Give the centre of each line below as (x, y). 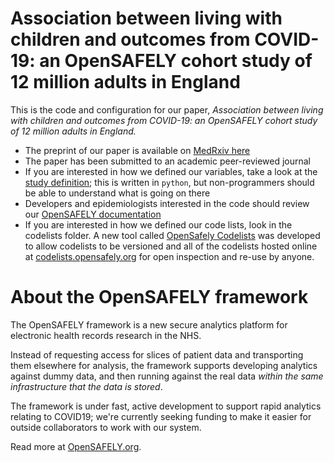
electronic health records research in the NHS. (106, 335)
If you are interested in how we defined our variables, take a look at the (171, 171)
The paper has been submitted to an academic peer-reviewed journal (168, 161)
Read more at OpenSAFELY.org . (76, 446)
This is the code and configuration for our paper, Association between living (167, 109)
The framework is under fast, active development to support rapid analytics (166, 406)
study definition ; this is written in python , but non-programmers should (169, 182)
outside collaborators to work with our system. (106, 427)
